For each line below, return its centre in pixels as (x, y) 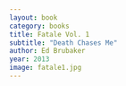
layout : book (34, 17)
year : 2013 (29, 59)
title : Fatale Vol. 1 (50, 34)
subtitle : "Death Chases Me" (63, 43)
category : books (39, 26)
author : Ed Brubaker (48, 51)
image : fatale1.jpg (46, 68)
